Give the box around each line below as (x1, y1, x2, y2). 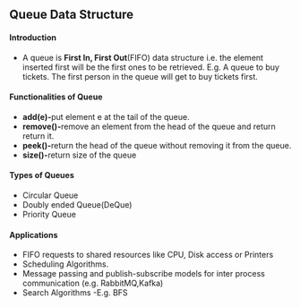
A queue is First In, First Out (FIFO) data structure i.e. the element (21, 52, 264, 63)
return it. (21, 130, 55, 141)
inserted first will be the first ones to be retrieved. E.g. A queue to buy (21, 62, 280, 72)
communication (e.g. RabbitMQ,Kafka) (21, 277, 164, 289)
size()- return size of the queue (21, 149, 137, 160)
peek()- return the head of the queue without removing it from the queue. (21, 140, 292, 150)
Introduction (9, 31, 56, 43)
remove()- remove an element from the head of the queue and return (21, 121, 276, 132)
